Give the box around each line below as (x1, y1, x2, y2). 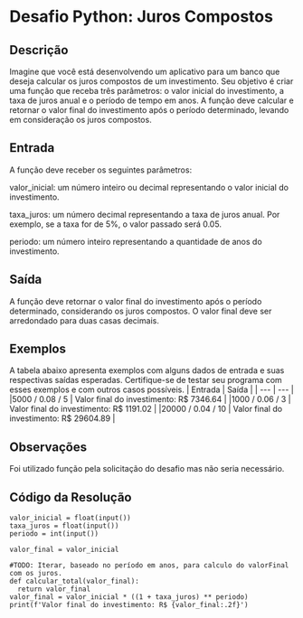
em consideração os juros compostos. (9, 115, 152, 125)
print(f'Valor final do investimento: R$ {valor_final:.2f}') (9, 601, 249, 610)
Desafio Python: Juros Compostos (9, 6, 274, 27)
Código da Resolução (9, 490, 132, 505)
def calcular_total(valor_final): (9, 576, 140, 586)
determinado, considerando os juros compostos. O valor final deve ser (9, 305, 272, 316)
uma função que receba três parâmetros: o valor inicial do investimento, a (9, 86, 285, 96)
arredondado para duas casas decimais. (9, 314, 160, 326)
